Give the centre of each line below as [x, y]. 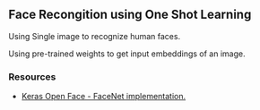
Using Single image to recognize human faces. [95, 36]
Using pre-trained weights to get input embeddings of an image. [127, 54]
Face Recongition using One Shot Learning [130, 15]
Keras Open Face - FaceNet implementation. [104, 97]
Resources [32, 77]
